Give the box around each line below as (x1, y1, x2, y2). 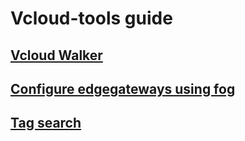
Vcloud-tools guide (10, 7, 173, 30)
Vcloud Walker (10, 47, 103, 64)
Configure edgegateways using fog (10, 80, 236, 97)
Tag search (10, 115, 82, 132)
